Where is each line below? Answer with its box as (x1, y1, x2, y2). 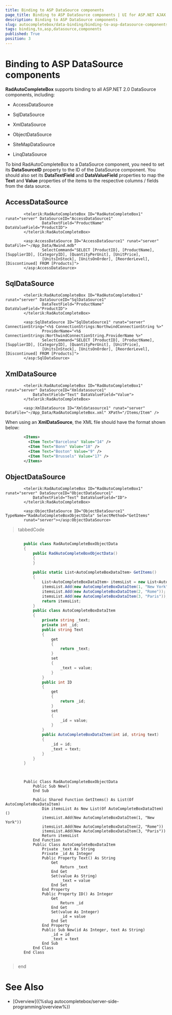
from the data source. (5, 183, 51, 189)
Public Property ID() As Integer (41, 891, 114, 897)
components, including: (5, 91, 55, 97)
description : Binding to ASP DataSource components (5, 17, 118, 22)
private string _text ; (41, 618, 91, 623)
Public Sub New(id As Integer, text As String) (41, 927, 145, 933)
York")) (5, 819, 22, 825)
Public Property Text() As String (41, 855, 116, 861)
